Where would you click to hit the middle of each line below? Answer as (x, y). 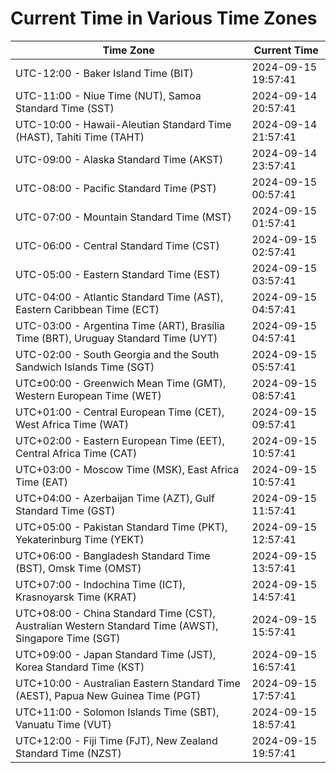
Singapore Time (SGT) (68, 638)
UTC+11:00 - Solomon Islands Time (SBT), (117, 712)
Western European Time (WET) (88, 395)
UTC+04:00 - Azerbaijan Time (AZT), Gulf (115, 498)
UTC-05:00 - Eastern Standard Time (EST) (118, 274)
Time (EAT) (41, 482)
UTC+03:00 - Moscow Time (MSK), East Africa (127, 469)
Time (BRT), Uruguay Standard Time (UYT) (116, 338)
